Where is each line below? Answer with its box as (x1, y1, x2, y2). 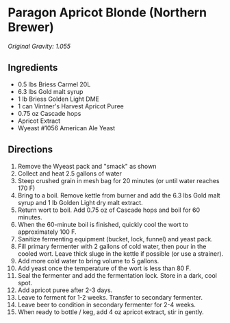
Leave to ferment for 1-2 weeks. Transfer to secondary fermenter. (17, 293, 203, 301)
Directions (8, 144, 53, 156)
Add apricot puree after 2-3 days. (17, 286, 113, 294)
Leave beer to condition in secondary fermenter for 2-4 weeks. (17, 300, 196, 309)
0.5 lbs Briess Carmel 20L (17, 80, 91, 88)
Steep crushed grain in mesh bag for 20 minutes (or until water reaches (17, 176, 220, 184)
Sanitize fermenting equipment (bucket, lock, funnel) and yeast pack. (17, 235, 213, 243)
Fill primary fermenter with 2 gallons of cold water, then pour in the (17, 242, 207, 250)
